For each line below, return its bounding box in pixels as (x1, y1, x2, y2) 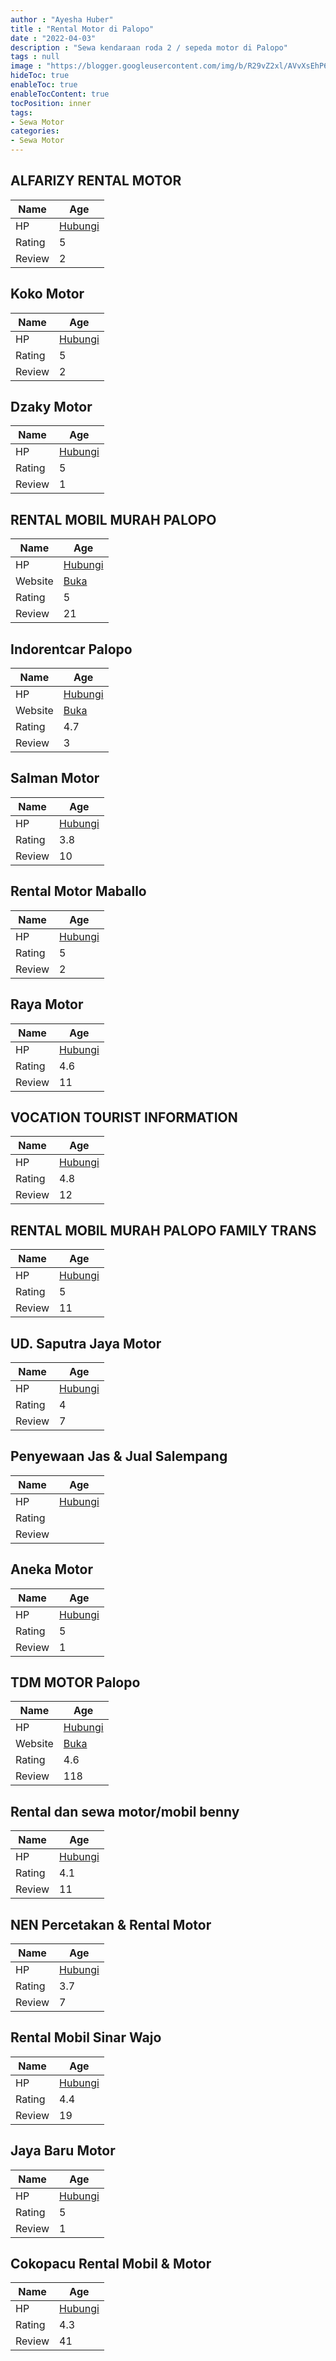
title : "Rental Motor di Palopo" (10, 24, 155, 34)
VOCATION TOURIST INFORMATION (10, 1109, 238, 1126)
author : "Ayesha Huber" (10, 14, 114, 25)
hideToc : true (10, 71, 70, 81)
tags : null (10, 52, 60, 62)
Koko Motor (10, 286, 85, 303)
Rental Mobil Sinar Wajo (10, 2029, 162, 2046)
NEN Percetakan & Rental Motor (10, 1916, 212, 1933)
